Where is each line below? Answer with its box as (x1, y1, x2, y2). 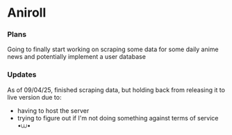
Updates (7, 70, 37, 80)
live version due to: (7, 93, 62, 101)
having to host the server (17, 106, 90, 115)
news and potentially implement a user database (7, 53, 146, 61)
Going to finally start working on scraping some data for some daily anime (7, 45, 219, 53)
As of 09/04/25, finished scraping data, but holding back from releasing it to (7, 85, 226, 94)
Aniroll (7, 5, 47, 21)
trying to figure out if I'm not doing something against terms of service (17, 114, 219, 122)
